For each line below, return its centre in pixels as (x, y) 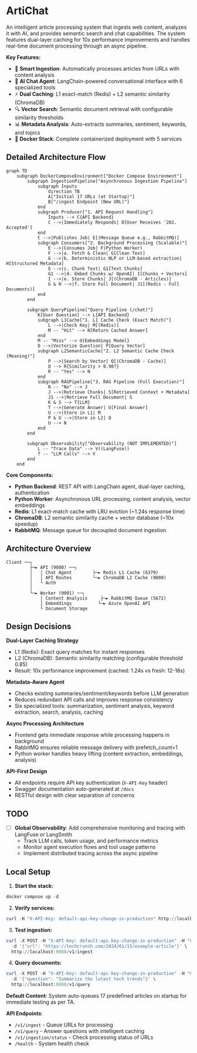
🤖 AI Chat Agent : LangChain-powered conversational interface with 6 (98, 81)
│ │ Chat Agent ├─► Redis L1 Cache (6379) (94, 572)
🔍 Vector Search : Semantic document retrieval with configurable (94, 109)
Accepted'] (19, 228)
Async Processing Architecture (45, 724)
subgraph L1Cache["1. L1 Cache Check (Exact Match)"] (104, 320)
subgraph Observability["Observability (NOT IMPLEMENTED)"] (102, 443)
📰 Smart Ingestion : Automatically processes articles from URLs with (97, 68)
